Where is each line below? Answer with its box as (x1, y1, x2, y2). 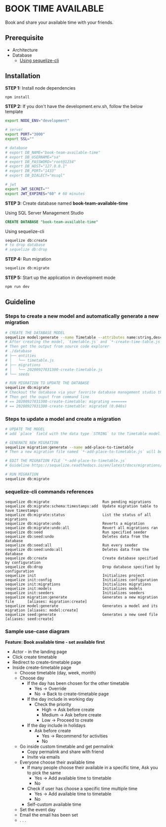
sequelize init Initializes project (5, 573, 145, 578)
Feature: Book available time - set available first (5, 639, 105, 645)
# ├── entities (5, 353, 37, 358)
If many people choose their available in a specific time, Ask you (27, 765, 158, 771)
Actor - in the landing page (12, 649, 68, 655)
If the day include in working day (27, 696, 94, 702)
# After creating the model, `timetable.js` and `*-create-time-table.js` (5, 339, 163, 344)
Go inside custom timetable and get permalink (19, 744, 114, 750)
